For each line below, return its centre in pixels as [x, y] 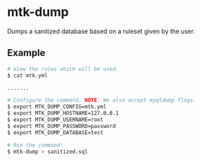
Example [26, 53]
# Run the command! [35, 145]
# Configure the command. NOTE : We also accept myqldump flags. [102, 100]
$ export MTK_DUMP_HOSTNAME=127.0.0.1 [63, 114]
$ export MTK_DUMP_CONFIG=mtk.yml [57, 107]
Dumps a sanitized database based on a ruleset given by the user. [101, 31]
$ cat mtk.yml [28, 75]
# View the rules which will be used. [63, 69]
